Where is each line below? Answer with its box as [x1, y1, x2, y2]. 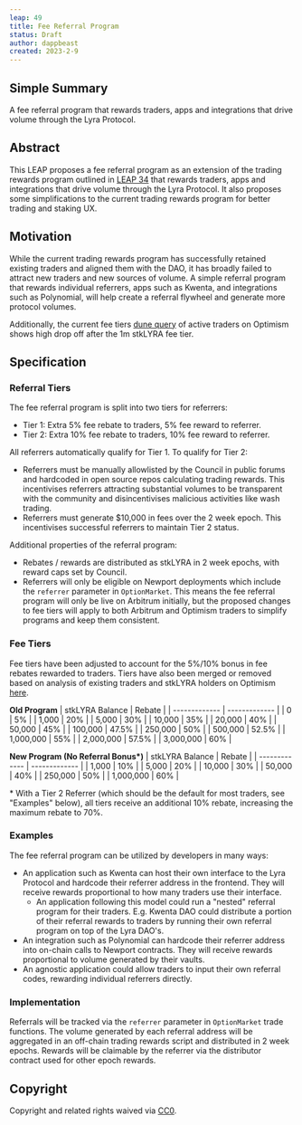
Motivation [9, 229, 72, 244]
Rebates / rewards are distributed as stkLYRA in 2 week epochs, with [22, 558, 280, 568]
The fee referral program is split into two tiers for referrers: [9, 402, 228, 413]
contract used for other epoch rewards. [9, 1055, 156, 1066]
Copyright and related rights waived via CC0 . [9, 1105, 177, 1116]
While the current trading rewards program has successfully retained [9, 253, 267, 263]
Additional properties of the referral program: [9, 539, 178, 550]
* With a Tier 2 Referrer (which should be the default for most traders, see [9, 787, 285, 798]
